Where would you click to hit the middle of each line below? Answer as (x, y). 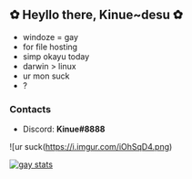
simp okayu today (56, 56)
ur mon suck (46, 76)
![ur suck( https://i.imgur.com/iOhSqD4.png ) (91, 147)
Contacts (30, 109)
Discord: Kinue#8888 (64, 129)
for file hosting (50, 47)
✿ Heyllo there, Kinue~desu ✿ (96, 15)
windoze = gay (51, 37)
